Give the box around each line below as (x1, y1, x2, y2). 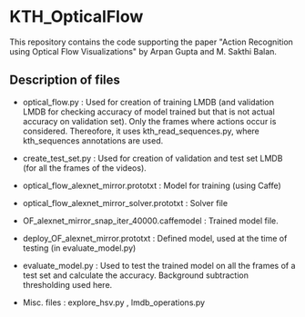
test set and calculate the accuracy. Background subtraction (22, 270, 249, 281)
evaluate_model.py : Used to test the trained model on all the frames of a (22, 260, 296, 271)
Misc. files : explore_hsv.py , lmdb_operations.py (22, 297, 206, 308)
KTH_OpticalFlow (9, 6, 144, 27)
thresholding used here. (22, 279, 113, 290)
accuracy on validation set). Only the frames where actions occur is (22, 115, 277, 126)
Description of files (9, 73, 121, 88)
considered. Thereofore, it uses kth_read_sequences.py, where (22, 125, 259, 136)
